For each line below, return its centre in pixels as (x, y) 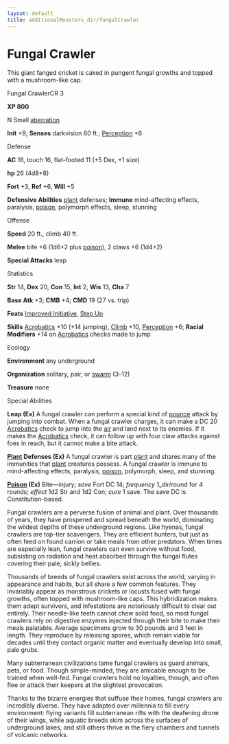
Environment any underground (51, 361)
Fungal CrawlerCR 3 (35, 93)
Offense (19, 221)
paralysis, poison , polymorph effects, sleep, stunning (82, 207)
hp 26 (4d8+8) (28, 173)
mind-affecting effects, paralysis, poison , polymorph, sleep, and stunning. (111, 471)
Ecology (19, 348)
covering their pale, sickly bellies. (54, 563)
